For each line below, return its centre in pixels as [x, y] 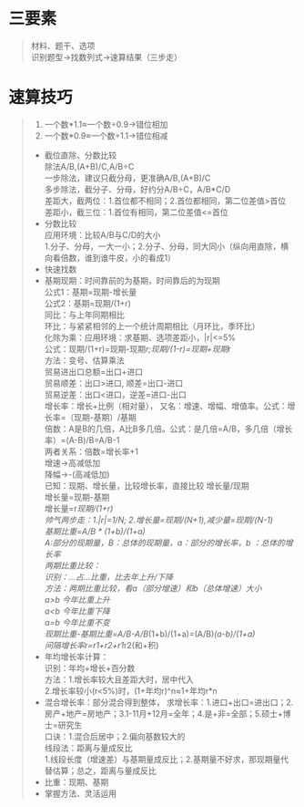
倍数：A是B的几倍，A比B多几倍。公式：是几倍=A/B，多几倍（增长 [168, 429]
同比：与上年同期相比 [84, 315]
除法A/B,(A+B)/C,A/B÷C [89, 166]
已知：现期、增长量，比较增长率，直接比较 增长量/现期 [147, 485]
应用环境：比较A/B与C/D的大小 [102, 234]
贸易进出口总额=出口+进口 [94, 371]
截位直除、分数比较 [81, 155]
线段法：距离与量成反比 [88, 748]
